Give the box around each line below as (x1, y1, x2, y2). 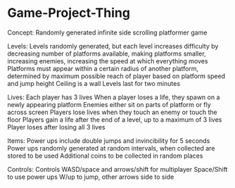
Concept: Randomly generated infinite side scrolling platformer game (7, 28, 208, 37)
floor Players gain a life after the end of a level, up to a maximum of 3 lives (7, 115, 222, 124)
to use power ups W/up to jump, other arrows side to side (7, 173, 174, 181)
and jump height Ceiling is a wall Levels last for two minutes (7, 79, 181, 87)
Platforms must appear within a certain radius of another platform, (7, 64, 199, 73)
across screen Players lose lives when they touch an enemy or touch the (7, 108, 217, 116)
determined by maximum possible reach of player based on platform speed (7, 72, 226, 80)
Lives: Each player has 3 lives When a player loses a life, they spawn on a (7, 93, 220, 101)
